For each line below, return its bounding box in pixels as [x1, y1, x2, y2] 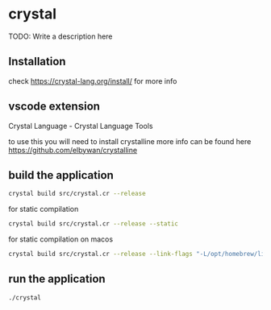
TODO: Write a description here [8, 31, 113, 41]
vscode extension [8, 100, 101, 114]
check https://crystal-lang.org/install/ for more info [8, 76, 177, 85]
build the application [8, 168, 115, 182]
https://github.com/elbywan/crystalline [8, 145, 138, 155]
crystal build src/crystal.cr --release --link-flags [8, 250, 194, 258]
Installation [8, 55, 66, 68]
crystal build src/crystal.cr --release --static [8, 220, 179, 228]
